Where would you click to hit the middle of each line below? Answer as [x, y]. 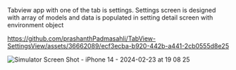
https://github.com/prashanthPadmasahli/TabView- [82, 38]
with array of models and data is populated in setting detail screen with [110, 17]
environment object [36, 25]
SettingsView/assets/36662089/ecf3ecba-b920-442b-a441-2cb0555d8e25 [118, 46]
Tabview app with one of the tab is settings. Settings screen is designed [112, 10]
